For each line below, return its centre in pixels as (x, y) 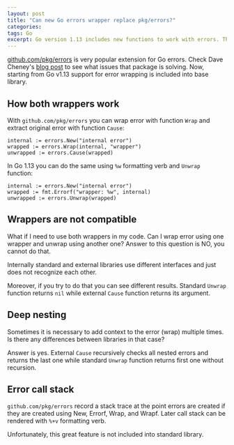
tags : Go (20, 33)
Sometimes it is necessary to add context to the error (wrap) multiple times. (116, 331)
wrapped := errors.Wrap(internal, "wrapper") (74, 146)
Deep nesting (37, 315)
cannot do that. (29, 251)
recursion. (22, 368)
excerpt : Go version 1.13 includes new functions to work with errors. (113, 40)
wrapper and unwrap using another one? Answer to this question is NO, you (116, 243)
